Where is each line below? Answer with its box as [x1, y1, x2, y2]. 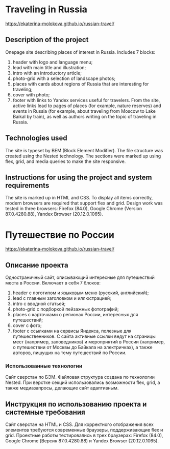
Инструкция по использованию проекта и [5, 400, 147, 409]
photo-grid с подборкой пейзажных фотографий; [12, 306, 119, 312]
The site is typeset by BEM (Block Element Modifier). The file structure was [5, 147, 163, 153]
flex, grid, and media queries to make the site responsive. [5, 158, 126, 165]
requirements [5, 181, 50, 190]
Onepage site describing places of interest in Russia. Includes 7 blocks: [5, 49, 156, 55]
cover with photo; [12, 91, 50, 98]
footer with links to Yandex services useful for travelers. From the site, [12, 97, 160, 103]
